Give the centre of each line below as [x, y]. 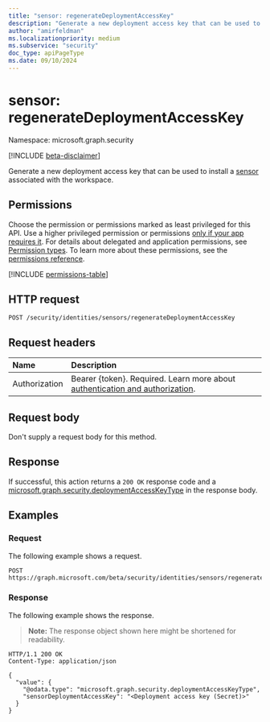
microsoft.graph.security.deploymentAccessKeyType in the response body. [133, 490]
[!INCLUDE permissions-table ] [58, 274]
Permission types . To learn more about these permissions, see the [118, 250]
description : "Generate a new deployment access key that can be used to [135, 23]
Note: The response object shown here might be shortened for [132, 631]
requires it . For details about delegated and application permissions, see [128, 241]
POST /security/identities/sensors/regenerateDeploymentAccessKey [122, 318]
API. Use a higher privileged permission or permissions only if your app [126, 233]
